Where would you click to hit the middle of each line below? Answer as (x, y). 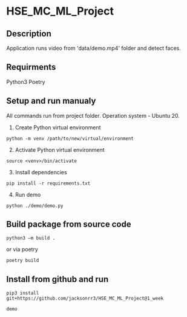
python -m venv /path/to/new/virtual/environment (70, 138)
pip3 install (23, 293)
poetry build (23, 261)
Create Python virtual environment (58, 127)
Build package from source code (69, 224)
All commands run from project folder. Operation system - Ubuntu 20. (93, 115)
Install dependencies (41, 172)
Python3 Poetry (26, 82)
